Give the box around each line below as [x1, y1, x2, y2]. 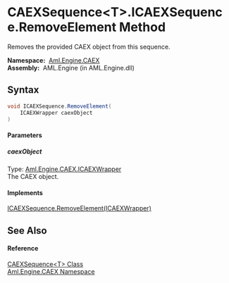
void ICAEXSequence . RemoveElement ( [7, 103, 112, 110]
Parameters [7, 131, 42, 139]
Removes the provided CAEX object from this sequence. [7, 42, 171, 51]
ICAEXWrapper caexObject [20, 109, 93, 116]
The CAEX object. [7, 172, 59, 180]
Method [118, 19, 166, 35]
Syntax [7, 84, 39, 96]
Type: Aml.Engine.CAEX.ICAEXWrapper [7, 165, 122, 173]
